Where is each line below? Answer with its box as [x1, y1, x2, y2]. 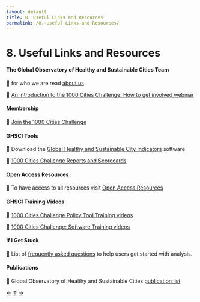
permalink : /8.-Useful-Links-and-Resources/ [6, 20, 120, 26]
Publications [6, 264, 38, 271]
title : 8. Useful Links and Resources [6, 14, 103, 20]
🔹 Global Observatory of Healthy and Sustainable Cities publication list [6, 277, 181, 285]
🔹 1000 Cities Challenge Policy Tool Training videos [6, 211, 133, 218]
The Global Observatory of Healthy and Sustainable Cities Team [6, 66, 169, 73]
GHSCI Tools [6, 132, 38, 139]
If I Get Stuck [6, 237, 39, 244]
